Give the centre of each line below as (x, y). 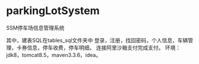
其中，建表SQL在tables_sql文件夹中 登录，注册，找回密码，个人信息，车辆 (97, 40)
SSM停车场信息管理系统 (35, 28)
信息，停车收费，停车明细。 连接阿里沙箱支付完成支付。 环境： (104, 48)
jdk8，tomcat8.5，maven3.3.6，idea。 (54, 55)
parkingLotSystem (53, 11)
